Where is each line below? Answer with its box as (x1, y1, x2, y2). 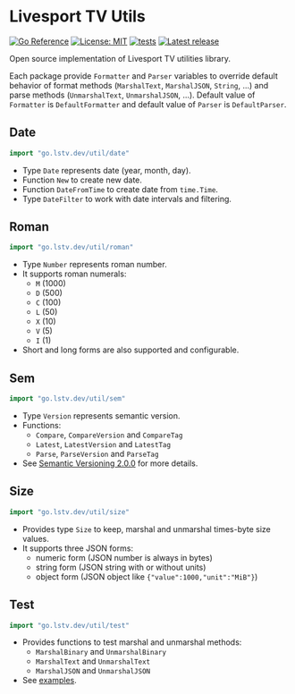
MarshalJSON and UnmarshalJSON (35, 665, 151, 676)
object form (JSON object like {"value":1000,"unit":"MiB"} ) (35, 571, 258, 582)
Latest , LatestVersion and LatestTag (35, 439, 172, 449)
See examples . (21, 675, 78, 686)
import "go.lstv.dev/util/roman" (9, 243, 134, 252)
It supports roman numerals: (21, 268, 127, 279)
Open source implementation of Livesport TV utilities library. (9, 53, 231, 63)
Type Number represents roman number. (21, 259, 167, 270)
